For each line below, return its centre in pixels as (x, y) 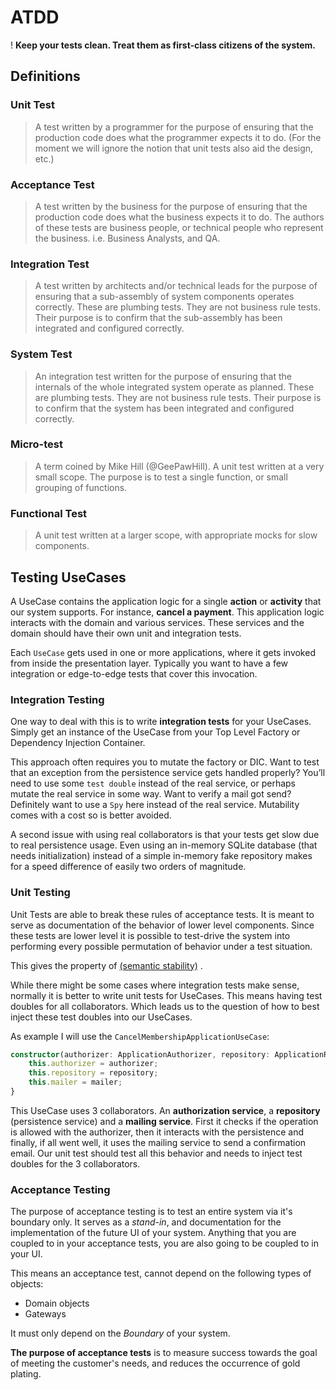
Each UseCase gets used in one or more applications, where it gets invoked (163, 652)
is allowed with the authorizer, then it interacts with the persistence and (157, 1132)
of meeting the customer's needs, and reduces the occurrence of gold (155, 1363)
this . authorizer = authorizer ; (93, 1064)
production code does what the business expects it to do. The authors (179, 217)
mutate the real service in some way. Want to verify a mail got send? (151, 794)
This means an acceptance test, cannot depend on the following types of (161, 1273)
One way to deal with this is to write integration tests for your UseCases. (161, 722)
